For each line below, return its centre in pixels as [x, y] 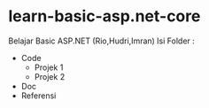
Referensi [39, 96]
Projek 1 [49, 67]
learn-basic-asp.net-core [104, 16]
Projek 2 [50, 76]
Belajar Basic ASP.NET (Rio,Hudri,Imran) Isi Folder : [102, 41]
